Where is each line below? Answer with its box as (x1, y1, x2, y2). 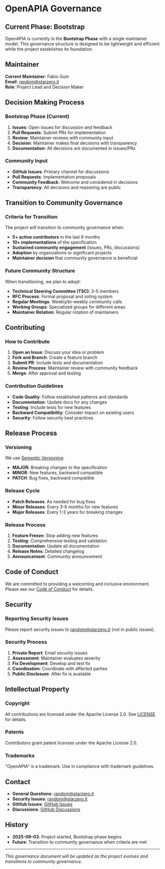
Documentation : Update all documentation (12, 543, 100, 549)
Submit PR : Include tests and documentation (12, 360, 103, 366)
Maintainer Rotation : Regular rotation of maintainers (12, 309, 119, 315)
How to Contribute (5, 338, 50, 345)
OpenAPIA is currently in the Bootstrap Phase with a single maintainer (5, 35, 147, 41)
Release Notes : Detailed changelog (12, 548, 84, 555)
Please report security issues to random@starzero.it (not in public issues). (5, 626, 155, 632)
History (5, 821, 28, 829)
